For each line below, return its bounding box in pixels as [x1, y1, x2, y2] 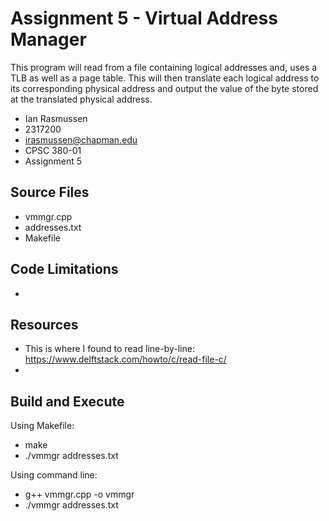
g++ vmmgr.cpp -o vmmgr [24, 488, 135, 501]
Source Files [10, 184, 90, 201]
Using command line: [10, 469, 98, 481]
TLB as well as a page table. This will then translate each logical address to [10, 72, 320, 84]
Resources [10, 316, 79, 333]
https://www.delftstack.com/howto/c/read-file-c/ [24, 353, 227, 366]
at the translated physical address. [10, 93, 153, 105]
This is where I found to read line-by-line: [24, 343, 195, 355]
